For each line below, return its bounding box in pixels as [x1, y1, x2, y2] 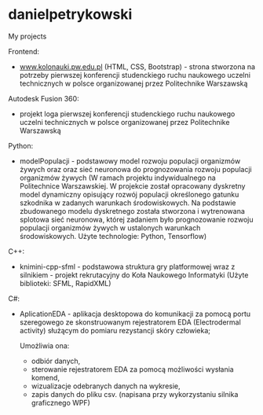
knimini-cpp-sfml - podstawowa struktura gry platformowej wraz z [19, 262, 236, 271]
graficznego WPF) [31, 398, 90, 407]
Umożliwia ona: [19, 340, 70, 351]
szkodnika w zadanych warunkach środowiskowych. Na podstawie [19, 198, 236, 207]
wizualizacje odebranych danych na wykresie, [31, 381, 181, 391]
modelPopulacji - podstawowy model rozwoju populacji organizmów [19, 156, 241, 166]
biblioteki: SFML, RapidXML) [19, 278, 111, 288]
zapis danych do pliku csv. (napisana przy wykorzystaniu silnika [31, 389, 239, 398]
